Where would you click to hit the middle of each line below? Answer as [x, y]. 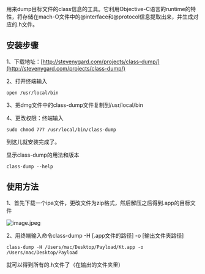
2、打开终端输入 [27, 81]
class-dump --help [30, 166]
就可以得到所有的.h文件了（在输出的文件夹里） [65, 264]
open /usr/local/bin [33, 93]
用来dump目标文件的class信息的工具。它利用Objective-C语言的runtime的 [99, 9]
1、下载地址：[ [24, 61]
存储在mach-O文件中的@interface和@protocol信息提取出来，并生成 [108, 17]
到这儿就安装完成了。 [33, 142]
